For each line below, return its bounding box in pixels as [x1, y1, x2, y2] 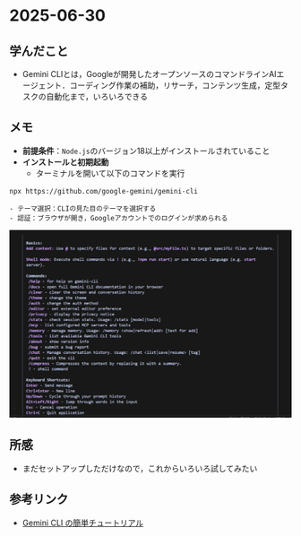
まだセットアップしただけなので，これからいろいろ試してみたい [21, 463, 258, 473]
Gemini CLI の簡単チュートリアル [21, 517, 144, 528]
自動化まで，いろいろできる [46, 91, 148, 101]
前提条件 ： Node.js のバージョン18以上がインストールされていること [21, 145, 271, 156]
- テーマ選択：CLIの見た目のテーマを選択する [9, 203, 157, 213]
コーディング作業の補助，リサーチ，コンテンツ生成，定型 [69, 80, 281, 91]
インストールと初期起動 [21, 156, 109, 167]
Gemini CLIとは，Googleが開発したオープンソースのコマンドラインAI [21, 69, 277, 79]
